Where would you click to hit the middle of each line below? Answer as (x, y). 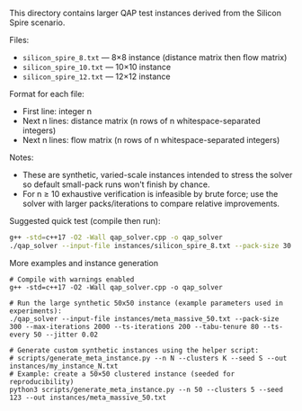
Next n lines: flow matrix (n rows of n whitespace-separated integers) (151, 140)
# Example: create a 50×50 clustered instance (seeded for (122, 374)
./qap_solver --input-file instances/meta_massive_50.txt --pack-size (144, 318)
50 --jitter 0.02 (66, 335)
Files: (19, 40)
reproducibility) (42, 381)
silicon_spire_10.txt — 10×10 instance (97, 67)
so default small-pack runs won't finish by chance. (116, 184)
